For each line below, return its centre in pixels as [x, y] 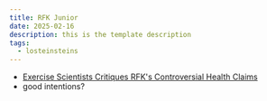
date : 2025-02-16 [42, 26]
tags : [19, 43]
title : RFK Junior [44, 18]
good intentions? [54, 87]
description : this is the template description [101, 34]
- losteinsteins [48, 51]
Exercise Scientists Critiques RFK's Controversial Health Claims [140, 77]
